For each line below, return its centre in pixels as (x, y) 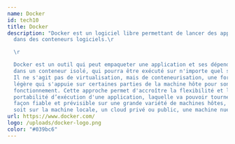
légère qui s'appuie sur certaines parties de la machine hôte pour (115, 84)
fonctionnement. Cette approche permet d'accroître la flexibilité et (119, 90)
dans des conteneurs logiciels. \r (64, 40)
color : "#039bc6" (33, 129)
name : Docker (26, 14)
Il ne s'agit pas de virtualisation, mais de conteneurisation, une (115, 77)
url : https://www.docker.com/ (51, 117)
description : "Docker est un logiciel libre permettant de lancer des (112, 33)
